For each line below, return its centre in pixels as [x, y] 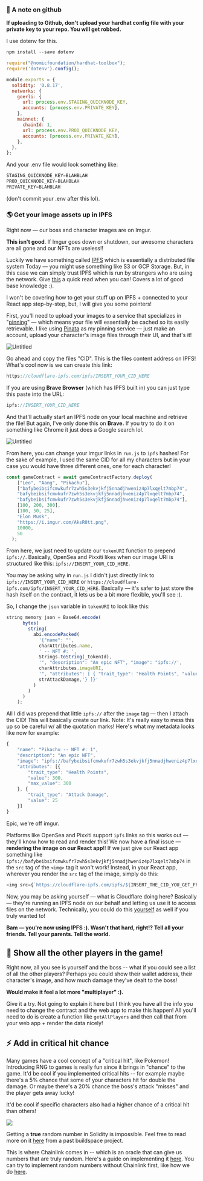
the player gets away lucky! [40, 1093]
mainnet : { [31, 119]
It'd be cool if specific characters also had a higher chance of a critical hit [98, 1105]
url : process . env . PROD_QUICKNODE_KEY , [71, 130]
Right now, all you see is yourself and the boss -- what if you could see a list [101, 968]
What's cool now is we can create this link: [60, 365]
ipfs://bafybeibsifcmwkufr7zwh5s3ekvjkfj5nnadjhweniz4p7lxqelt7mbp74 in [99, 861]
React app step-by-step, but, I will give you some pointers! [79, 304]
